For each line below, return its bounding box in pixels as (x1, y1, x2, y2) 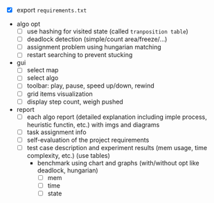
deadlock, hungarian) (37, 166, 98, 174)
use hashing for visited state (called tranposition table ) (26, 27, 188, 35)
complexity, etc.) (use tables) (26, 151, 110, 159)
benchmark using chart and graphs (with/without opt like (37, 159, 199, 167)
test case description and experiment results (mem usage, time (26, 143, 208, 152)
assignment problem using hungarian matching (26, 43, 162, 51)
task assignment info (26, 128, 87, 136)
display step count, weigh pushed (26, 97, 124, 106)
